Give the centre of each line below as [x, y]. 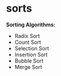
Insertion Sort [31, 54]
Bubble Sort [29, 61]
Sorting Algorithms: [31, 25]
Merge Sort [28, 67]
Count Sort [28, 42]
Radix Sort [27, 36]
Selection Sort [32, 48]
